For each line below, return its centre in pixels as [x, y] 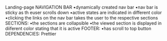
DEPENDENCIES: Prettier [31, 34]
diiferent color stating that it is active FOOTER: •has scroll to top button [78, 28]
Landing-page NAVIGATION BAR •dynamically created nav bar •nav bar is [82, 7]
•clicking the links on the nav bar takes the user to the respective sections [82, 18]
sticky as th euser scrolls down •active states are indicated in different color [83, 12]
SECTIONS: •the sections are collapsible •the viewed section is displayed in [83, 23]
